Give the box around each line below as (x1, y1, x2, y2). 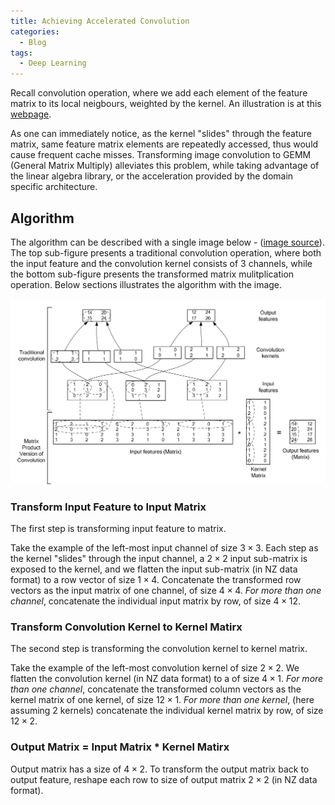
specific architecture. (10, 181, 98, 193)
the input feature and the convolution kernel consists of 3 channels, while (10, 257, 313, 269)
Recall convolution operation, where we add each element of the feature (10, 87, 308, 99)
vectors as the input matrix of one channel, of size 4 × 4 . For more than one (10, 585, 322, 597)
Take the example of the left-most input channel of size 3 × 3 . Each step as (10, 542, 319, 554)
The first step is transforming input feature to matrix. (10, 523, 227, 535)
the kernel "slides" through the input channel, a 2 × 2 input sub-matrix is (10, 553, 308, 565)
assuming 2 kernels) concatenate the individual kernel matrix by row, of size (10, 705, 324, 717)
